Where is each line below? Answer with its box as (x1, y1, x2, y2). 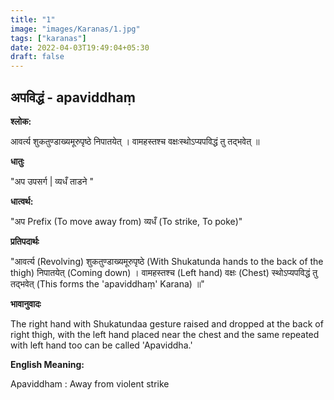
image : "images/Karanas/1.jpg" (10, 24, 141, 34)
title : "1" (10, 14, 56, 25)
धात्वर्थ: (10, 195, 34, 207)
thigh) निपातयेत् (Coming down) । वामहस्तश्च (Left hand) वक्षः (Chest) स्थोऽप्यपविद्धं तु (10, 266, 318, 278)
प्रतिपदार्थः (10, 235, 40, 247)
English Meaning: (10, 358, 85, 370)
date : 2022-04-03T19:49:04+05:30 (10, 42, 150, 53)
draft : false (10, 52, 65, 62)
